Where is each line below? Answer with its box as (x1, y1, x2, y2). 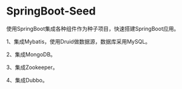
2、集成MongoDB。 (6, 50, 56, 58)
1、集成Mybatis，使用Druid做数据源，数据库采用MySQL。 (6, 38, 151, 45)
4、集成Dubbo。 (6, 76, 48, 84)
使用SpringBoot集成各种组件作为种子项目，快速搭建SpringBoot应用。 (6, 25, 180, 32)
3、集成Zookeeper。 (6, 64, 58, 71)
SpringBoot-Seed (6, 4, 96, 18)
